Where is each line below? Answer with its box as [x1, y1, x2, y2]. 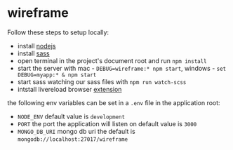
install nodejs [17, 41, 56, 50]
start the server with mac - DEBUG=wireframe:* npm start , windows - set [17, 64, 227, 72]
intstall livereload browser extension [17, 85, 122, 93]
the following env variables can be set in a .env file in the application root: [7, 98, 220, 107]
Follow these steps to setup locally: [7, 28, 109, 36]
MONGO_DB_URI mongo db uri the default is [17, 127, 135, 135]
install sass [17, 49, 51, 57]
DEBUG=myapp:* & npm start [17, 71, 97, 79]
